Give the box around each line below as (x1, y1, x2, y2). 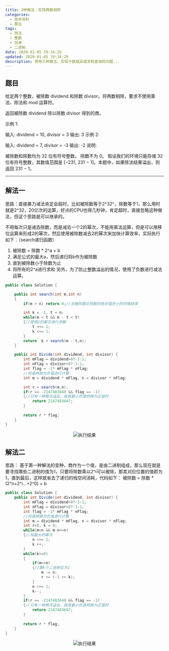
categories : (5, 12, 30, 17)
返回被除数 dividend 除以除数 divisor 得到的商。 (5, 110, 104, 116)
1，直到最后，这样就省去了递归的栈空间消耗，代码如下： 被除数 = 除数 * (5, 475, 154, 481)
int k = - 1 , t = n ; (23, 310, 64, 315)
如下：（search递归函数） (5, 236, 57, 242)
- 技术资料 (10, 17, 30, 22)
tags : (5, 26, 17, 31)
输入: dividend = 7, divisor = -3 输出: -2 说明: (5, 142, 97, 149)
